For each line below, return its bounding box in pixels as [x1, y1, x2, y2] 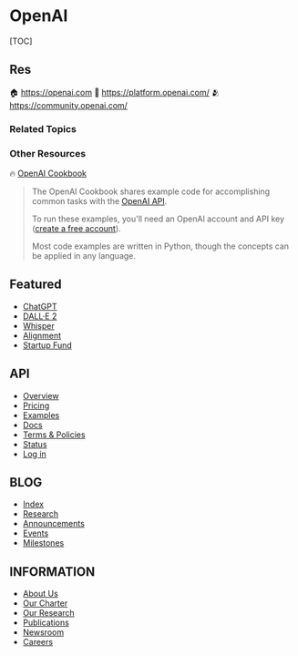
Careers [22, 637, 53, 648]
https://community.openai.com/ [9, 99, 128, 110]
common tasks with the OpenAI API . [31, 195, 168, 206]
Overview [22, 390, 59, 401]
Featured [9, 277, 62, 292]
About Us [22, 589, 59, 600]
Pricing [22, 400, 50, 411]
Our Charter [22, 598, 68, 609]
